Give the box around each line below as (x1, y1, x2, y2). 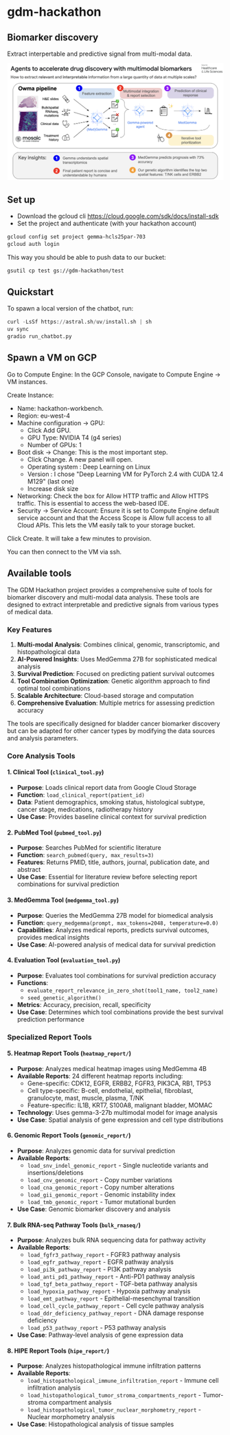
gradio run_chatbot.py (7, 333, 72, 340)
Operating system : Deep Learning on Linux (27, 462, 151, 471)
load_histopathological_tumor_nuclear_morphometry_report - (27, 1405, 201, 1414)
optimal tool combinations (16, 684, 91, 692)
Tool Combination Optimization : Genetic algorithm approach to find (16, 677, 211, 685)
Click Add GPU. (27, 426, 71, 434)
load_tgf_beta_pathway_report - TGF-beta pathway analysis (27, 1280, 198, 1288)
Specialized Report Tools (7, 1032, 92, 1041)
